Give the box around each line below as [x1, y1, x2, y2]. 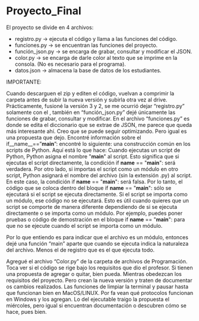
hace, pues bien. [6, 308, 48, 315]
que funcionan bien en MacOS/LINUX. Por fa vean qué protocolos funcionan [6, 289, 194, 296]
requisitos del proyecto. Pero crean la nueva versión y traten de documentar [6, 276, 192, 284]
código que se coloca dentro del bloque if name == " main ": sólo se [6, 184, 172, 191]
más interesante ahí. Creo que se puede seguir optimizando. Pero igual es [6, 128, 187, 135]
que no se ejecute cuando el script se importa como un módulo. [6, 222, 163, 229]
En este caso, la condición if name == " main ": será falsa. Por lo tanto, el [6, 178, 183, 185]
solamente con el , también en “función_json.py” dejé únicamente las [6, 109, 176, 116]
